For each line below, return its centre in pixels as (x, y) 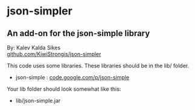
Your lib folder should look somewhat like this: (64, 89)
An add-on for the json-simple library (78, 33)
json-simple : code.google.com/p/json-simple (72, 77)
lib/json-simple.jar (38, 101)
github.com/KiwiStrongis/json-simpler (54, 54)
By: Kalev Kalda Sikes (34, 47)
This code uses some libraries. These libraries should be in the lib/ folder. (98, 66)
